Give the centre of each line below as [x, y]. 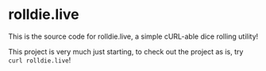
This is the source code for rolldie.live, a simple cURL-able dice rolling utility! [133, 36]
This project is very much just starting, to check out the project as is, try [126, 51]
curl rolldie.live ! [40, 60]
